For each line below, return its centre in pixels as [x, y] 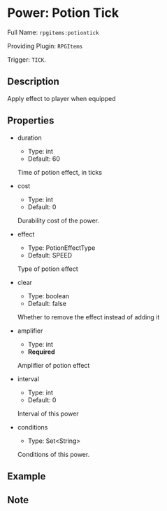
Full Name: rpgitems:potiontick [53, 32]
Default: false [47, 303]
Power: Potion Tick [63, 13]
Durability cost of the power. [58, 220]
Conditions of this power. [53, 454]
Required [41, 352]
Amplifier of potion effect [53, 365]
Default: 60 [44, 159]
